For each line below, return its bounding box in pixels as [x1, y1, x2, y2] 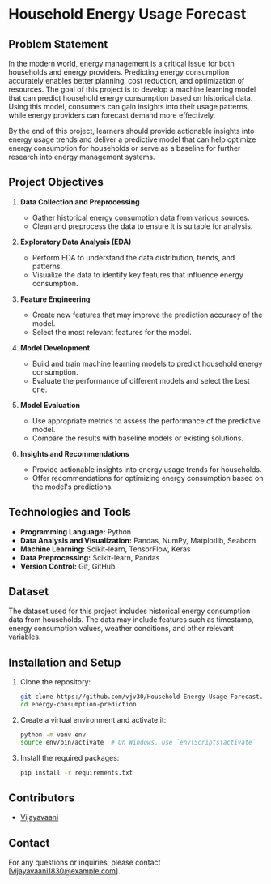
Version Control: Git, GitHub [19, 561, 116, 571]
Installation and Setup [8, 655, 121, 669]
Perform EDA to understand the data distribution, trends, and [32, 252, 235, 262]
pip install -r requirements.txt [19, 768, 133, 777]
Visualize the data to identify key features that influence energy [32, 269, 244, 280]
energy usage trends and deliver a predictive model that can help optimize [8, 135, 256, 144]
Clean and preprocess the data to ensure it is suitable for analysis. [32, 221, 253, 231]
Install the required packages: [19, 753, 120, 762]
